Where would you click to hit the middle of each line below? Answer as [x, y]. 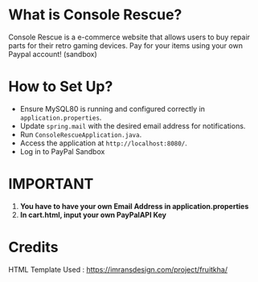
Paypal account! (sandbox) [53, 54]
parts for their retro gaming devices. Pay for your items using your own [126, 45]
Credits [33, 247]
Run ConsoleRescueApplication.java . [81, 134]
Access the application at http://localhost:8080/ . [103, 143]
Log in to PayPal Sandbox [62, 151]
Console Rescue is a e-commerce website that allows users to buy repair [129, 37]
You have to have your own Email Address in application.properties [134, 206]
